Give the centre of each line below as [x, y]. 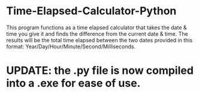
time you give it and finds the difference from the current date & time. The [97, 33]
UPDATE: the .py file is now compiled [100, 71]
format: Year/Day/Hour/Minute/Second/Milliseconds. [71, 46]
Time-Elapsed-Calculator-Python [91, 11]
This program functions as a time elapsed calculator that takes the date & [97, 27]
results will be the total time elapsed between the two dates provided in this [99, 40]
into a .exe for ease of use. [73, 83]
